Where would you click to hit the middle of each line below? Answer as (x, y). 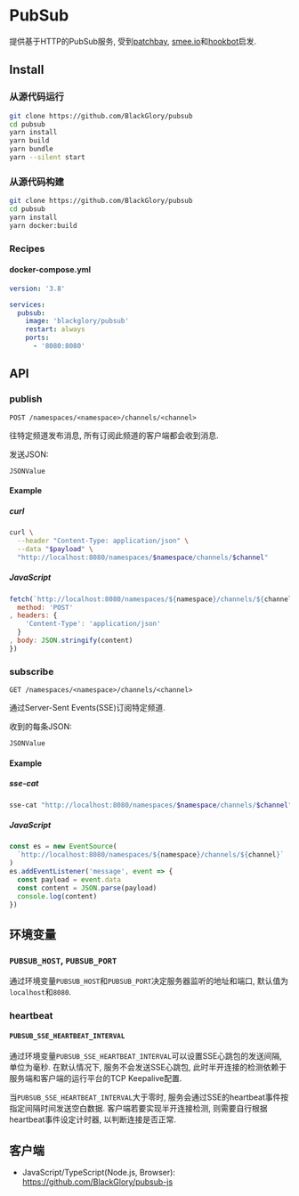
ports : (37, 338)
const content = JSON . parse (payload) (87, 888)
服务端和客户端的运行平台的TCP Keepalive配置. (96, 1078)
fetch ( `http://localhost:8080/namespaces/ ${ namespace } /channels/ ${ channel (151, 599)
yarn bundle (31, 149)
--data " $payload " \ (55, 549)
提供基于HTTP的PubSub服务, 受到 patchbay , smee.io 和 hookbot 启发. (133, 41)
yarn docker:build (43, 225)
